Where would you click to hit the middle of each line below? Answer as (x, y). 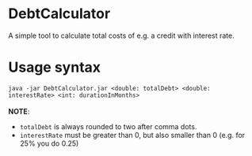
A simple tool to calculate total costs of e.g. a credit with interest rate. (122, 35)
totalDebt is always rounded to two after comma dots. (108, 126)
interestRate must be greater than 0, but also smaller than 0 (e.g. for (132, 135)
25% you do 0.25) (49, 143)
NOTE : (19, 111)
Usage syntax (55, 67)
